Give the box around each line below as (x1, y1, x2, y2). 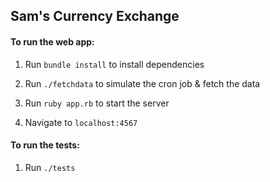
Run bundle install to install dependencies (24, 58, 205, 70)
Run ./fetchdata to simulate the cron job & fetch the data (24, 77, 261, 89)
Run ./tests (24, 161, 76, 173)
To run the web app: (10, 35, 95, 48)
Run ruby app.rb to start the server (24, 97, 170, 109)
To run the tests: (10, 139, 80, 151)
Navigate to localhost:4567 (24, 116, 138, 128)
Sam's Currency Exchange (10, 8, 180, 25)
